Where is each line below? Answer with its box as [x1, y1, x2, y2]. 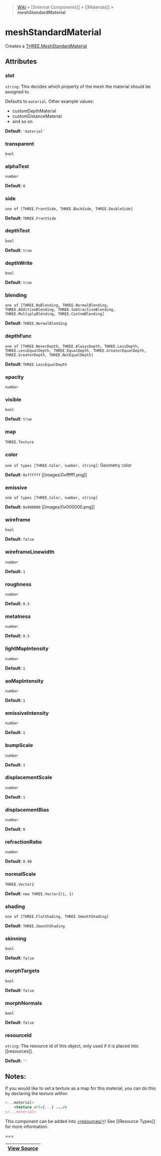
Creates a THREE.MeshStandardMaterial [5, 43, 87, 49]
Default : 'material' [5, 128, 45, 134]
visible [5, 396, 22, 403]
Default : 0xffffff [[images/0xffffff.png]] [5, 471, 87, 477]
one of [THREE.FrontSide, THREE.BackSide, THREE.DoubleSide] [5, 206, 133, 212]
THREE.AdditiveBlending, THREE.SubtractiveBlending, [5, 307, 116, 312]
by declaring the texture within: [5, 1091, 68, 1097]
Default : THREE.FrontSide [5, 215, 57, 221]
